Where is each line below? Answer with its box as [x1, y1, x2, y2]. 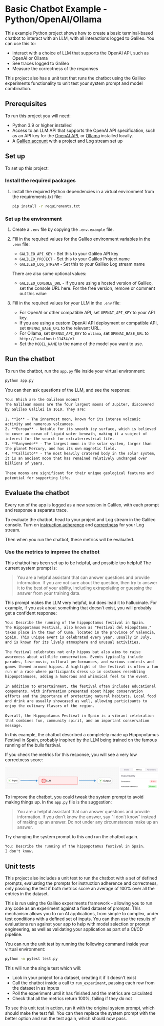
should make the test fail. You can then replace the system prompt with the [5, 1010, 156, 1016]
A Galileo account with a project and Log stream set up [12, 138, 123, 144]
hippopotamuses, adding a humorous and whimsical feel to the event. [5, 674, 150, 679]
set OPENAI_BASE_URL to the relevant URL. [19, 325, 101, 331]
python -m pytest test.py [5, 956, 58, 961]
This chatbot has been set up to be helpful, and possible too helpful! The [5, 560, 151, 566]
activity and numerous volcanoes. [5, 422, 76, 426]
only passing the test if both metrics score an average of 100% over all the [5, 885, 155, 891]
